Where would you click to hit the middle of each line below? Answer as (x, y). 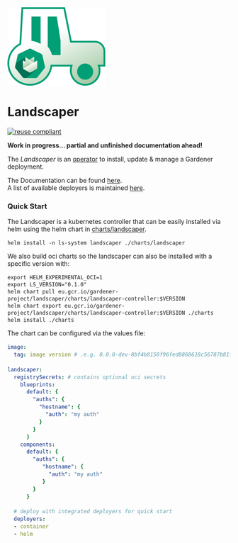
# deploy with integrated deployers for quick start (93, 512)
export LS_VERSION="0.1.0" (47, 285)
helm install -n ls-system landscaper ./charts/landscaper (96, 243)
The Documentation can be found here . (65, 180)
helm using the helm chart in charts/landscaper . (77, 229)
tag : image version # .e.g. (55, 355)
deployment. (25, 167)
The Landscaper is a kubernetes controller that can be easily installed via (114, 222)
